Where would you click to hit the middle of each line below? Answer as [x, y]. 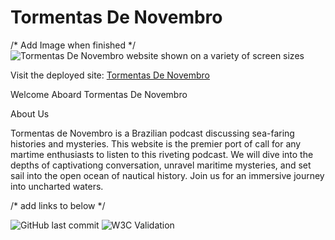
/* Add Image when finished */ [73, 45]
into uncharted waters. [57, 186]
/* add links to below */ [58, 205]
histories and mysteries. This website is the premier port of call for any [156, 143]
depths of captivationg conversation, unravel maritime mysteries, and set [161, 165]
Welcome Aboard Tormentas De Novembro [99, 94]
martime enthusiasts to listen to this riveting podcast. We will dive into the [162, 154]
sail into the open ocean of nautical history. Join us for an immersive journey [167, 175]
